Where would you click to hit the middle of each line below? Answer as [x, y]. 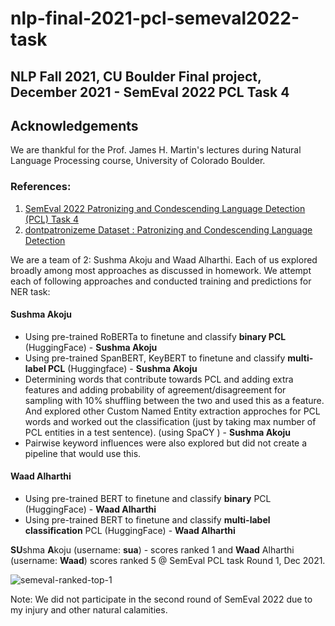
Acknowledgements [74, 125]
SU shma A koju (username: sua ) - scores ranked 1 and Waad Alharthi [152, 550]
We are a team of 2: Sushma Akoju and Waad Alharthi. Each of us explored [164, 259]
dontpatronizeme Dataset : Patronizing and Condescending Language [168, 229]
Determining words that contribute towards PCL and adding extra [159, 379]
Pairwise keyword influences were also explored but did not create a [166, 443]
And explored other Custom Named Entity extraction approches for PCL [172, 411]
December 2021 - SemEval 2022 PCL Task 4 [150, 92]
